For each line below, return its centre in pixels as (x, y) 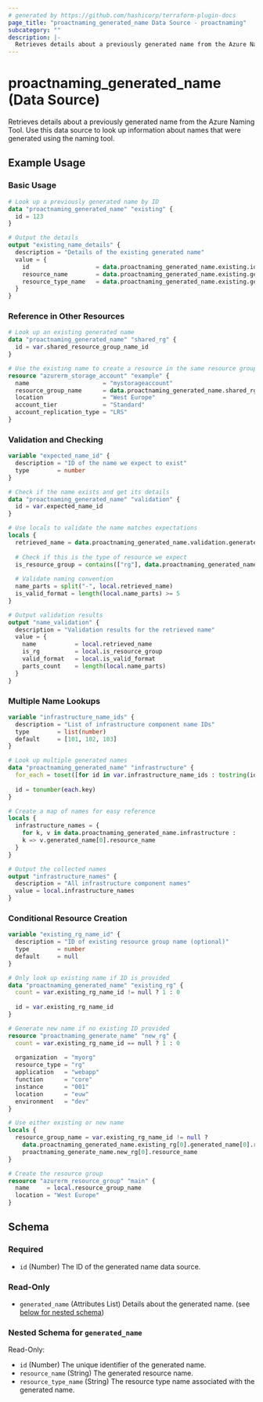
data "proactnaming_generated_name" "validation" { (94, 499)
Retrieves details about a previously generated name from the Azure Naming (131, 122)
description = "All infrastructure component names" (103, 883)
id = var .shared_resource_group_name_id (82, 347)
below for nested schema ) (61, 1313)
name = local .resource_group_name (79, 1188)
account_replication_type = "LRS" (71, 413)
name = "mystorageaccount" (94, 383)
